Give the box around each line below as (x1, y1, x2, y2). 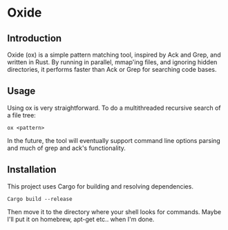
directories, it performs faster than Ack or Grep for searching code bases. (7, 66, 217, 73)
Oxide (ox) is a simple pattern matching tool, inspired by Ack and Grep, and (7, 50, 221, 59)
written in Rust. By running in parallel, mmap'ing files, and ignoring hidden (7, 58, 218, 66)
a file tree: (7, 111, 36, 119)
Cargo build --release (7, 195, 73, 202)
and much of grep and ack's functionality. (7, 144, 126, 152)
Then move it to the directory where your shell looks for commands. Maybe (7, 207, 222, 215)
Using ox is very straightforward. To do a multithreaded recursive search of (7, 104, 221, 112)
